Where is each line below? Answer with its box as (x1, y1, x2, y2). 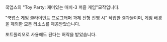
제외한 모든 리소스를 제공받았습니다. (10, 21, 80, 27)
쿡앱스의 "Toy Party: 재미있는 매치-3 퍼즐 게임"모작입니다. (5, 4, 120, 10)
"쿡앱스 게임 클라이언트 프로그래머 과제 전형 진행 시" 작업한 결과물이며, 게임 (5, 15, 153, 21)
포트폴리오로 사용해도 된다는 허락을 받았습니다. (5, 32, 97, 37)
